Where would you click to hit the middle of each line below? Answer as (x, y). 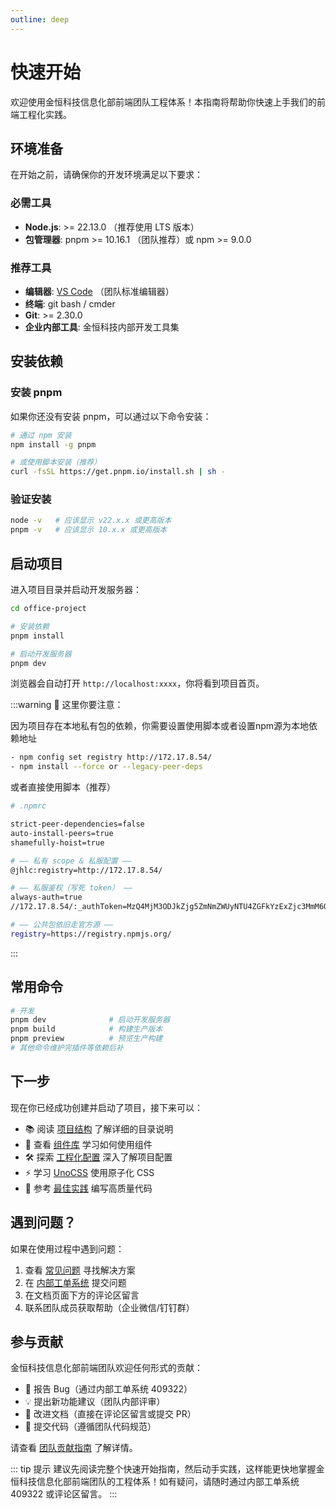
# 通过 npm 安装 (41, 435)
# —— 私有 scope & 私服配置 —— (71, 861)
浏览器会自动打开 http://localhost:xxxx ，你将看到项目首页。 (137, 683)
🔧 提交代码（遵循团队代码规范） (90, 1427)
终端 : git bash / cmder (70, 303)
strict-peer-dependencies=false (77, 824)
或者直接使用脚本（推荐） (63, 787)
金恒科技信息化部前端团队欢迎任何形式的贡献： (106, 1368)
